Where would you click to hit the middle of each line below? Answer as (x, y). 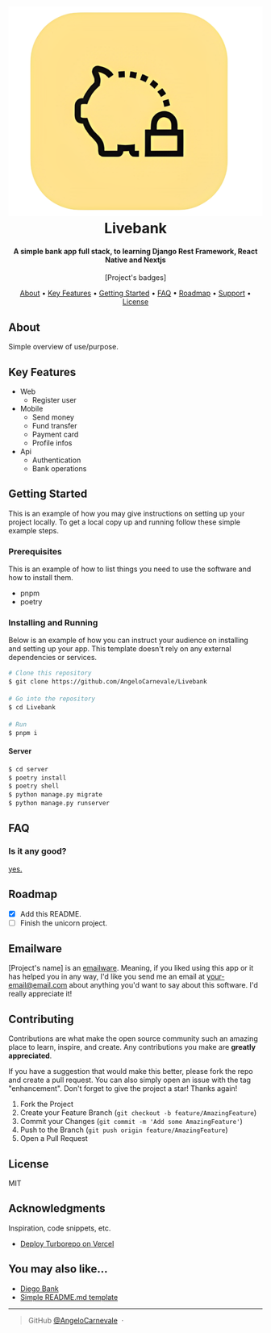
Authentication (56, 460)
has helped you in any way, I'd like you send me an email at (107, 976)
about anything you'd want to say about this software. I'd (163, 985)
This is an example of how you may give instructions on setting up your (127, 513)
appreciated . (30, 1056)
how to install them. (41, 578)
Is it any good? (38, 851)
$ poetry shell (34, 786)
